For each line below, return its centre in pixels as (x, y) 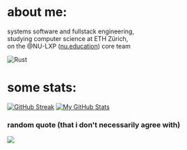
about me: (37, 12)
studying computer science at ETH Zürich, (68, 38)
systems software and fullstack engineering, (71, 31)
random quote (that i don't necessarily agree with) (94, 124)
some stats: (42, 88)
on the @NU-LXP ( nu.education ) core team (69, 46)
